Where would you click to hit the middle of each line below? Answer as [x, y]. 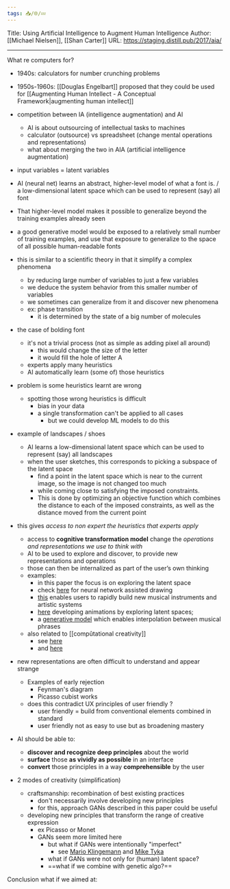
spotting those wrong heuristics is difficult [87, 399]
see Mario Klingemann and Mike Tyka [111, 851]
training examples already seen [61, 218]
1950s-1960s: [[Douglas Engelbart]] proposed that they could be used [116, 86]
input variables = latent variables [63, 170]
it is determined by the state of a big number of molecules [119, 316]
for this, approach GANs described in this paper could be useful [127, 807]
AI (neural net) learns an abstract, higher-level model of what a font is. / [118, 183]
